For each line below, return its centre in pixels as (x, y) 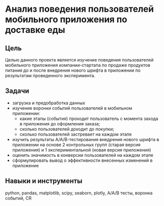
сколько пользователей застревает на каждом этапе (76, 134)
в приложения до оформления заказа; (60, 123)
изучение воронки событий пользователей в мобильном (72, 108)
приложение (25, 165)
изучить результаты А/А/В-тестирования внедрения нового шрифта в (85, 139)
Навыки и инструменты (44, 181)
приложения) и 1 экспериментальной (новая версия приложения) (82, 150)
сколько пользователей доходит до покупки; (67, 129)
